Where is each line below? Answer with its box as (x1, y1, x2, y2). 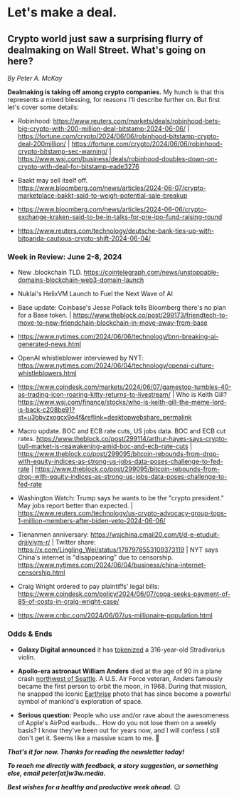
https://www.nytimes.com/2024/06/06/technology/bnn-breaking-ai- (17, 333, 219, 341)
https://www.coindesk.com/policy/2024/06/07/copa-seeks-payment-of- (17, 590, 231, 598)
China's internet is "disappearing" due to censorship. (17, 553, 174, 562)
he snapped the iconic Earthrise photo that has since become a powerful (17, 690, 231, 698)
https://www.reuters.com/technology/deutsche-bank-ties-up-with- (17, 226, 215, 235)
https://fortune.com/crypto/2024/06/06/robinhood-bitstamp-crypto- (17, 132, 220, 140)
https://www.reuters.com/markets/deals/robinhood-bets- (53, 117, 221, 125)
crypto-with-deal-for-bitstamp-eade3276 (17, 162, 140, 171)
